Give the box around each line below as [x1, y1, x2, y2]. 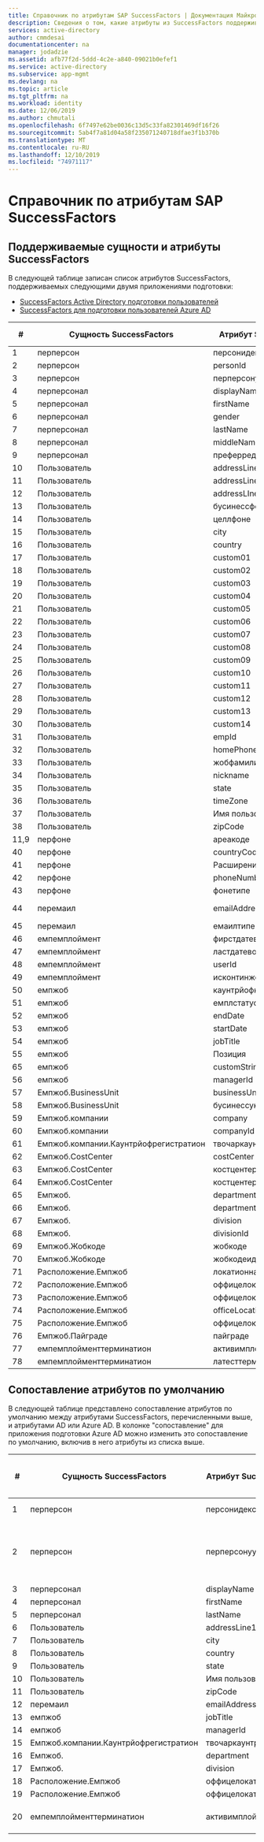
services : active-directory [8, 26, 101, 34]
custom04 [213, 590, 251, 601]
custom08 [213, 642, 251, 653]
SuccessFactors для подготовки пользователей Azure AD [19, 305, 211, 315]
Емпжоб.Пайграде [37, 1330, 108, 1341]
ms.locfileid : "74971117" [8, 158, 93, 166]
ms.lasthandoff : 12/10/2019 [8, 151, 101, 158]
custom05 [213, 604, 251, 615]
